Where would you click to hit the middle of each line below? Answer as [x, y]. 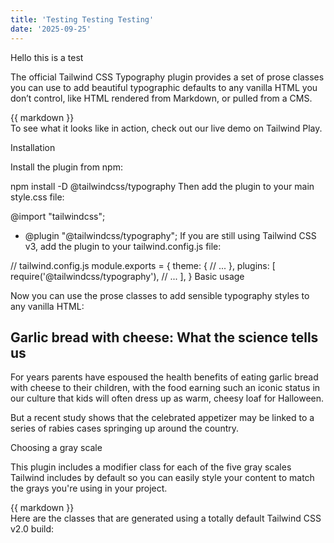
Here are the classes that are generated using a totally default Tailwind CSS [166, 518]
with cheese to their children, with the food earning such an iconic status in [165, 388]
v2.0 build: [32, 529]
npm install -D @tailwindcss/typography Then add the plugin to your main [162, 186]
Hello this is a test [47, 57]
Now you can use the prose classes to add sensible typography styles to [160, 295]
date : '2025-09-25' [51, 29]
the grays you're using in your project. [89, 488]
